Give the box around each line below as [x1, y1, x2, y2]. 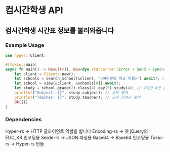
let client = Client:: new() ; [14, 71, 76, 77]
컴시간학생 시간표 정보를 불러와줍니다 [5, 26, 114, 35]
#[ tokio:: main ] [5, 62, 37, 67]
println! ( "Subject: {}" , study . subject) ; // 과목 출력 [14, 90, 128, 95]
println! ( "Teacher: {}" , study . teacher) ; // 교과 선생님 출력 [14, 95, 141, 100]
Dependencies [5, 116, 42, 123]
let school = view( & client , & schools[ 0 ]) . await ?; [14, 81, 121, 86]
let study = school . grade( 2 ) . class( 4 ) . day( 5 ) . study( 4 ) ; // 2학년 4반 [14, 86, 161, 91]
